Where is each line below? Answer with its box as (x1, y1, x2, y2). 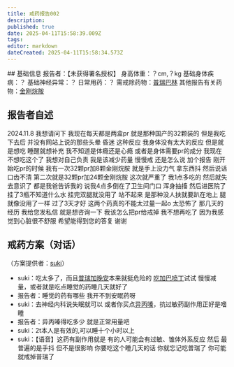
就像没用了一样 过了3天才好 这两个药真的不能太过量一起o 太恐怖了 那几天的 (7, 199, 224, 207)
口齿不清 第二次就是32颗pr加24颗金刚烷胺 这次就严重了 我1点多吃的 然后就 (7, 173, 221, 181)
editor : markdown (7, 43, 58, 50)
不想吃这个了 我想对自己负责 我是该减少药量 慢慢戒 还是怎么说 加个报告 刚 (7, 155, 220, 164)
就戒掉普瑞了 (17, 352, 54, 361)
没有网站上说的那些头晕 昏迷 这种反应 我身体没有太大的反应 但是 (33, 138, 218, 146)
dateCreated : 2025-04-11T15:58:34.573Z (7, 50, 124, 57)
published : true (7, 23, 54, 30)
